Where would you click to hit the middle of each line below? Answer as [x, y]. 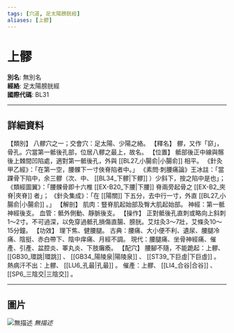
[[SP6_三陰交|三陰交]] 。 [42, 274]
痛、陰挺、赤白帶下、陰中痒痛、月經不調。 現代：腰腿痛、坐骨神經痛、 [109, 239]
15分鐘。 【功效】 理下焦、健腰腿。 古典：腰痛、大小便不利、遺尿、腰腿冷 [114, 231]
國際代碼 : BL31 [28, 95]
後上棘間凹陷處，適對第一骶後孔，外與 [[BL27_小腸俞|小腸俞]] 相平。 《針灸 [115, 161]
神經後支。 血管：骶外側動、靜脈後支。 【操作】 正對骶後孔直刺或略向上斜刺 [117, 213]
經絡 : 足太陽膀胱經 [33, 86]
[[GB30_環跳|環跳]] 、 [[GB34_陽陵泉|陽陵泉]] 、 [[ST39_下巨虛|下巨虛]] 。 [114, 257]
